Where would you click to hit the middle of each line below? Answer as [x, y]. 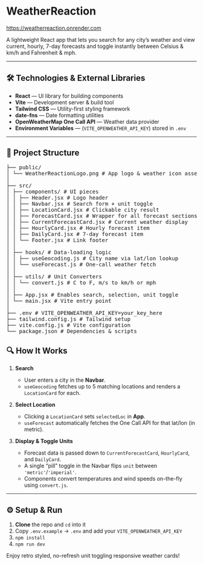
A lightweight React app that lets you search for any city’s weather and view [101, 39]
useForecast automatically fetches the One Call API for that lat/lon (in [109, 423]
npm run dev [30, 544]
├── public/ [24, 167]
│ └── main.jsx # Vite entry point [59, 301]
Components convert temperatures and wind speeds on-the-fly [103, 479]
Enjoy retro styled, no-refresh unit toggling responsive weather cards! [93, 556]
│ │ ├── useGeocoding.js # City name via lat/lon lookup [92, 258]
